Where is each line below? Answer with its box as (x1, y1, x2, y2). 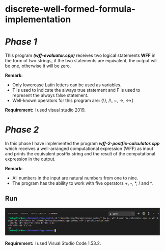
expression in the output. (5, 156, 55, 162)
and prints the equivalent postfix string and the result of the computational (5, 151, 156, 157)
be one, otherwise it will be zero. (5, 63, 71, 69)
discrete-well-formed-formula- (5, 3, 136, 15)
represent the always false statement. (12, 92, 89, 99)
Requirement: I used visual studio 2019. (5, 107, 86, 113)
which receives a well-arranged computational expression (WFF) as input (5, 146, 154, 151)
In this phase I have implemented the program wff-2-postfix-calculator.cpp (5, 141, 160, 147)
